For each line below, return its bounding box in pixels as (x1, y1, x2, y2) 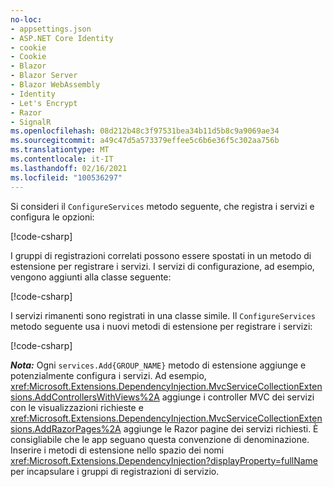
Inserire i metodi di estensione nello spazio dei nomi (10, 444, 225, 456)
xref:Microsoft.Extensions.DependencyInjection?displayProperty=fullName (10, 454, 319, 466)
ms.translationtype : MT (10, 145, 110, 155)
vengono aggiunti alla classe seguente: (10, 271, 172, 283)
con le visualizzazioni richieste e (10, 401, 144, 413)
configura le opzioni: (10, 211, 95, 223)
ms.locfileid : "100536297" (10, 172, 123, 183)
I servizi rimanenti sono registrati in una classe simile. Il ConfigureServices (10, 309, 316, 321)
